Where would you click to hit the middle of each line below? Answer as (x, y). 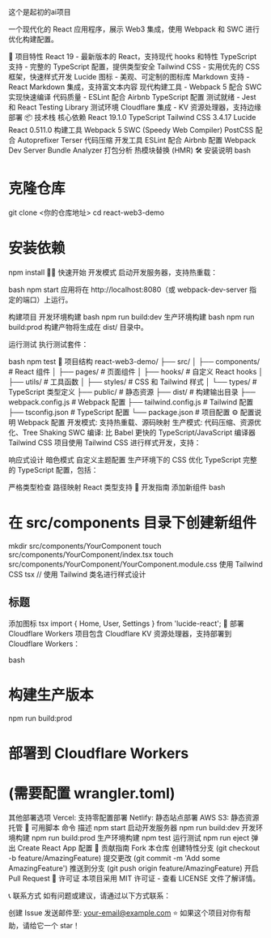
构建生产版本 (51, 695)
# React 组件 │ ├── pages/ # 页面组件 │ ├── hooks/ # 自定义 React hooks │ (136, 371)
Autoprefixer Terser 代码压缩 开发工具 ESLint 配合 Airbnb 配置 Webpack (137, 140)
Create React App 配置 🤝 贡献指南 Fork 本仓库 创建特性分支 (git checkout (139, 848)
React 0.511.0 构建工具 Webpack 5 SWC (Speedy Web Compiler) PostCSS (131, 130)
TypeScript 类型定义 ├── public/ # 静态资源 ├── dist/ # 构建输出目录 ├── (132, 392)
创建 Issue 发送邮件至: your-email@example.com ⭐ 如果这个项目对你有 (126, 912)
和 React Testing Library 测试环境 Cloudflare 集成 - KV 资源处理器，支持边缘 (135, 107)
